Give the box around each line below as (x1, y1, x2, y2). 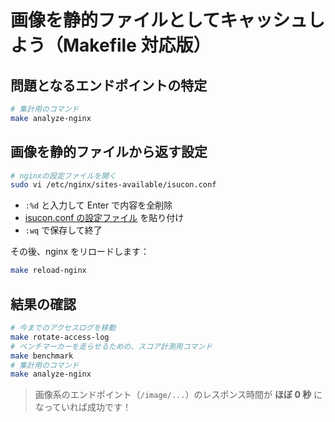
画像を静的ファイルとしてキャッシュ (10, 9, 308, 32)
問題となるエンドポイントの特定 (10, 77, 208, 94)
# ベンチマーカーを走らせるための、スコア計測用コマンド (10, 341, 213, 351)
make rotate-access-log (10, 332, 110, 342)
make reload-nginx (10, 266, 87, 276)
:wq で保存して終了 (24, 224, 103, 236)
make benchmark (10, 351, 74, 361)
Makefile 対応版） (63, 34, 212, 57)
